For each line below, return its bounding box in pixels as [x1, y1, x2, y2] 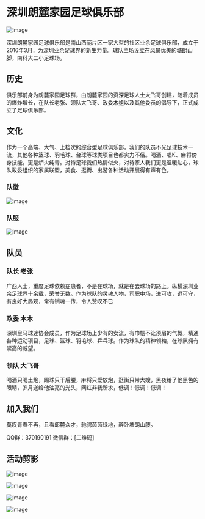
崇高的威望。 [6, 345, 38, 352]
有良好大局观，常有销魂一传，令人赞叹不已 [6, 297, 113, 304]
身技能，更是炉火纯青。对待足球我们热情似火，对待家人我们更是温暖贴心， [6, 158, 193, 166]
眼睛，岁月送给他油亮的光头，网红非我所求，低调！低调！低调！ [6, 384, 167, 391]
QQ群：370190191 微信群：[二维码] [6, 434, 95, 441]
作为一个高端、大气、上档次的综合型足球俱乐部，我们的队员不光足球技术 [6, 143, 188, 150]
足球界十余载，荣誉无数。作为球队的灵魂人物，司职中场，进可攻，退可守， [11, 290, 199, 297]
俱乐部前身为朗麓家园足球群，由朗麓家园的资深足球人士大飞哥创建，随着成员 [6, 91, 199, 98]
